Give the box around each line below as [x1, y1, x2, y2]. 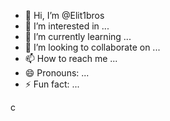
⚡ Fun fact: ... [24, 78, 80, 90]
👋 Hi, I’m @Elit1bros [24, 10, 105, 21]
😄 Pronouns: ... [24, 67, 90, 79]
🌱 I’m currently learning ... [24, 31, 132, 42]
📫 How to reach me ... [24, 53, 118, 64]
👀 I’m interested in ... [24, 20, 110, 32]
